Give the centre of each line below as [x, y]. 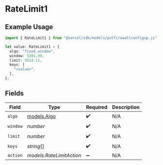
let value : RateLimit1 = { [32, 47]
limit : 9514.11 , [26, 60]
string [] [36, 147]
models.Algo [41, 116]
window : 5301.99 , [27, 56]
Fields [15, 93]
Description [126, 107]
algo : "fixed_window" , [32, 51]
